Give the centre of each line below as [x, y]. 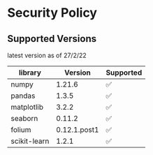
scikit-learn [30, 141]
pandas [23, 96]
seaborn [24, 118]
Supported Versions [52, 39]
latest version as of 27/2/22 [47, 55]
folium [21, 130]
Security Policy [52, 13]
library [30, 73]
